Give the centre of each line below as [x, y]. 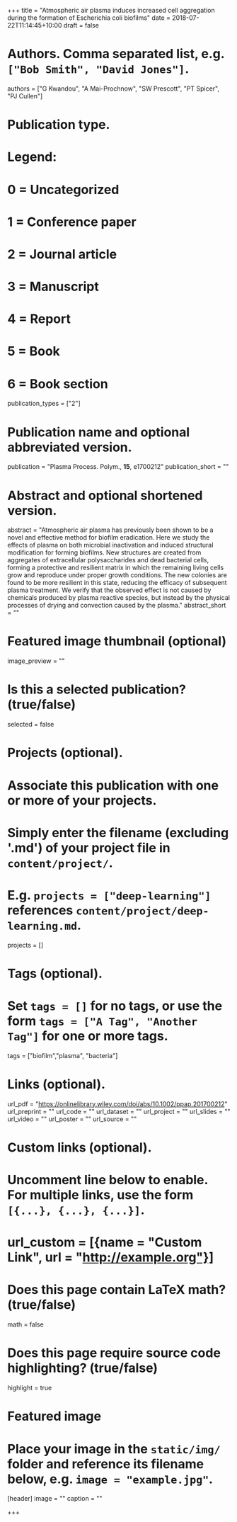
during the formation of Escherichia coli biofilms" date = [89, 18]
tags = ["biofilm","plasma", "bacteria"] [63, 1055]
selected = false [31, 725]
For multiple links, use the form [100, 1195]
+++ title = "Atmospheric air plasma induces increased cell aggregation [111, 10]
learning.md [42, 926]
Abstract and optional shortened [105, 495]
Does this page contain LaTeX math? [117, 1290]
